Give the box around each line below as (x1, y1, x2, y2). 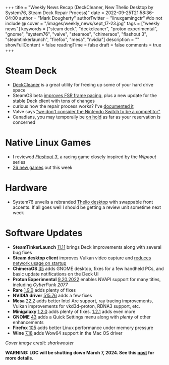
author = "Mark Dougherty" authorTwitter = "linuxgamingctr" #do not (19, 15, 162, 21)
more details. (5, 355, 34, 361)
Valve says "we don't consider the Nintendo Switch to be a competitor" (12, 108, 160, 114)
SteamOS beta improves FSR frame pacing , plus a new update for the (12, 92, 157, 98)
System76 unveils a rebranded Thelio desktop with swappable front (12, 199, 153, 205)
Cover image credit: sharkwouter (5, 340, 74, 346)
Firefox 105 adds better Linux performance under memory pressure (12, 325, 154, 331)
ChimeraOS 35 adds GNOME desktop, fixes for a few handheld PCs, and (12, 265, 164, 271)
